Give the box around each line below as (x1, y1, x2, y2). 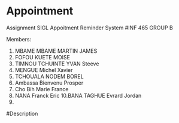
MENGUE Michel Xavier (14, 66, 73, 73)
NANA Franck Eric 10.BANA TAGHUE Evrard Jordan (14, 92, 142, 99)
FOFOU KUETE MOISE (14, 53, 71, 61)
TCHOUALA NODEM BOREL (14, 73, 84, 80)
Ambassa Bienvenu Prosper (14, 79, 84, 86)
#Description (6, 110, 38, 117)
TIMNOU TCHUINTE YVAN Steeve (14, 60, 99, 67)
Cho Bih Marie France (14, 85, 69, 92)
